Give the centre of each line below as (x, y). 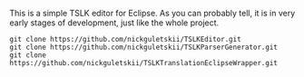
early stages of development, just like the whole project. (114, 23)
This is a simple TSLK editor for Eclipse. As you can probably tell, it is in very (152, 13)
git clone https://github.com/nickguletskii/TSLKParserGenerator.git (144, 47)
